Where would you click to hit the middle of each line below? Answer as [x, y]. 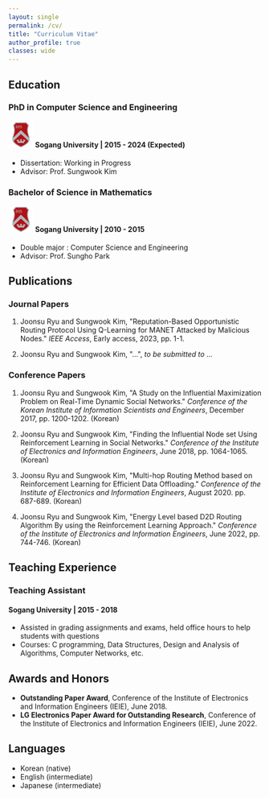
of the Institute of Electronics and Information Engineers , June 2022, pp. [140, 533]
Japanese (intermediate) [61, 785]
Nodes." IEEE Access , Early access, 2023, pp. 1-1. [102, 339]
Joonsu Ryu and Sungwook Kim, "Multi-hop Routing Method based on [136, 475]
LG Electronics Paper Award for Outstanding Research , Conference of [138, 715]
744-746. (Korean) [51, 542]
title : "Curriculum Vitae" [53, 34]
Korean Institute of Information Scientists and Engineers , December [132, 410]
